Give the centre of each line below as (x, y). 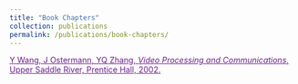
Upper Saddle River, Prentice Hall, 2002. (85, 70)
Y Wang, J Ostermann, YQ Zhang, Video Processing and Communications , (149, 61)
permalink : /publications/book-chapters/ (89, 34)
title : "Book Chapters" (55, 18)
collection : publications (58, 26)
